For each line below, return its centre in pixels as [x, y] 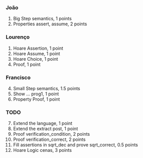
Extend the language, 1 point [43, 124]
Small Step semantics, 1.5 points [46, 88]
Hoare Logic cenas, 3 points [42, 150]
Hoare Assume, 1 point [36, 53]
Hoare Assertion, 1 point [38, 48]
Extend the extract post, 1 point [45, 129]
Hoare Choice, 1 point [35, 59]
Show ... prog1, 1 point [36, 94]
